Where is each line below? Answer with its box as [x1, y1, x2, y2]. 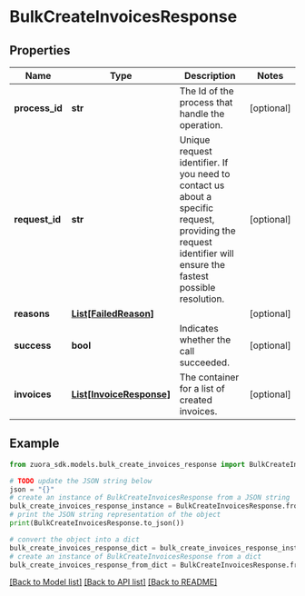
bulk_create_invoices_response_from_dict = [9, 561, 177, 570]
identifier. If [179, 156, 229, 169]
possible [179, 282, 216, 293]
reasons [14, 307, 50, 320]
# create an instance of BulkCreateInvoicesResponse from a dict [9, 551, 261, 561]
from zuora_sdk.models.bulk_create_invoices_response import [9, 460, 246, 469]
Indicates [179, 323, 220, 334]
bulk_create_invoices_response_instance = [9, 502, 172, 511]
